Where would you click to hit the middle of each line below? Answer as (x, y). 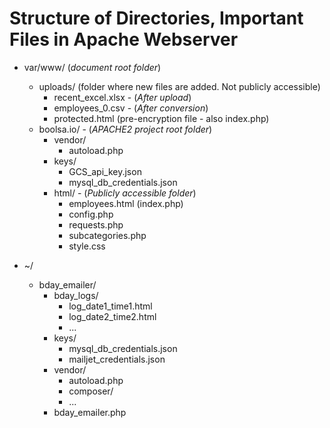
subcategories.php (107, 235)
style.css (87, 246)
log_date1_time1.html (110, 306)
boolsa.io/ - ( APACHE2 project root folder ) (125, 129)
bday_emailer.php (90, 412)
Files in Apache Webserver (124, 39)
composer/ (91, 391)
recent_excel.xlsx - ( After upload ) (122, 97)
